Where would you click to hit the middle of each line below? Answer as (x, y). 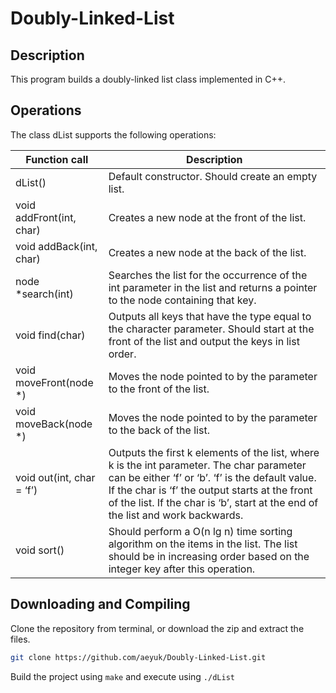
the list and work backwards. (176, 515)
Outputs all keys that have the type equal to (210, 316)
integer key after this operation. (182, 569)
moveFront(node (54, 382)
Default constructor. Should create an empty (213, 176)
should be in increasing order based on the (209, 556)
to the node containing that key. (182, 300)
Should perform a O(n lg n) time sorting (200, 531)
